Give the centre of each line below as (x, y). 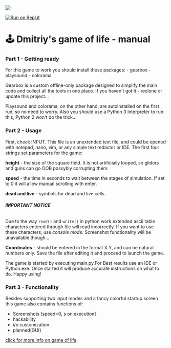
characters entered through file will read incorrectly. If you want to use (80, 227)
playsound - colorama (29, 76)
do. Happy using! (23, 274)
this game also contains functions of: (44, 304)
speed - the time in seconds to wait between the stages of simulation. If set (85, 178)
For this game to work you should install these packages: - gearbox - (78, 70)
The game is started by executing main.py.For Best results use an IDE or (81, 263)
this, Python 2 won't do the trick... (41, 117)
